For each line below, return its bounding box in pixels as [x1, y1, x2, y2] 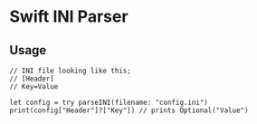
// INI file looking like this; [9, 66, 131, 75]
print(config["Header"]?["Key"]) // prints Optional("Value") [9, 106, 249, 115]
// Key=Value [9, 82, 59, 91]
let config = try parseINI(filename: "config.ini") [9, 98, 208, 107]
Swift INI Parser [9, 6, 128, 27]
